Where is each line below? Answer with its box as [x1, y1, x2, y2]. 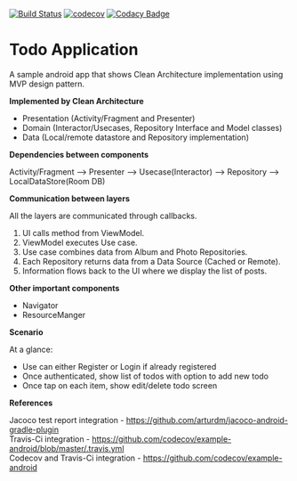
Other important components [9, 282, 120, 293]
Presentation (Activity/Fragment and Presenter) [21, 112, 196, 124]
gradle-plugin [9, 424, 60, 435]
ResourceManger [21, 309, 86, 320]
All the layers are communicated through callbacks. [9, 210, 197, 221]
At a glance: [9, 344, 53, 355]
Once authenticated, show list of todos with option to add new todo [21, 371, 269, 381]
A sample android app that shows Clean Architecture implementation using [9, 69, 284, 79]
